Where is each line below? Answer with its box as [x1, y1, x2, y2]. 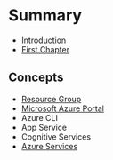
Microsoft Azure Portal [20, 103, 104, 114]
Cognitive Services [20, 131, 91, 142]
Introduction [20, 35, 67, 45]
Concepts [8, 70, 64, 85]
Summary [8, 5, 82, 26]
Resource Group [20, 93, 82, 104]
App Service [20, 122, 68, 132]
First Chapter [20, 44, 70, 54]
